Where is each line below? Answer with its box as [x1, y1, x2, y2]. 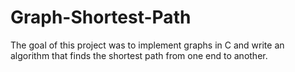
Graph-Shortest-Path [10, 6, 192, 29]
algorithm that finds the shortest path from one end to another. [10, 49, 268, 61]
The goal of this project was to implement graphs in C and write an [10, 39, 285, 51]
